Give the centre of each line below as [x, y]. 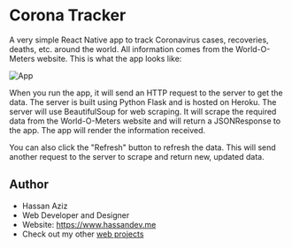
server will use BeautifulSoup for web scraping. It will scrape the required [143, 111]
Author [29, 185]
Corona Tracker [68, 15]
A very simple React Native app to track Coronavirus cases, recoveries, [139, 40]
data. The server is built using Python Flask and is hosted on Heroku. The [143, 101]
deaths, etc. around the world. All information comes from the [122, 49]
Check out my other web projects [83, 234]
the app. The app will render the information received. [108, 130]
